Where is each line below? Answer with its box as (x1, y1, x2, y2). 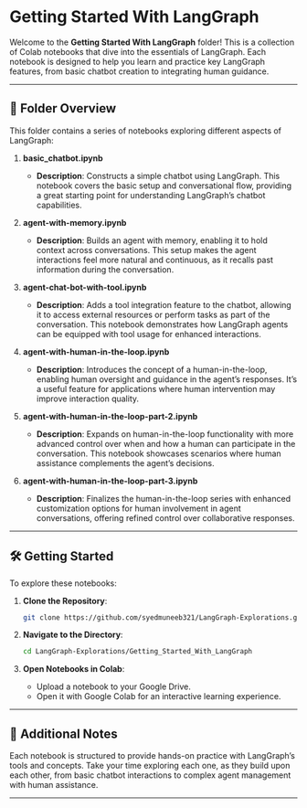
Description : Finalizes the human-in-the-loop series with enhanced (36, 493, 291, 504)
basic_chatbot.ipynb (22, 153, 103, 164)
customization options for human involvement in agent (36, 503, 242, 514)
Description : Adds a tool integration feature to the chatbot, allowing (36, 299, 292, 310)
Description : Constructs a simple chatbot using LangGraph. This (36, 170, 281, 181)
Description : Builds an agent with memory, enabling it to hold (36, 235, 268, 246)
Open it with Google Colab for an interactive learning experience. (36, 691, 281, 702)
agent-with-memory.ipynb (22, 217, 127, 228)
